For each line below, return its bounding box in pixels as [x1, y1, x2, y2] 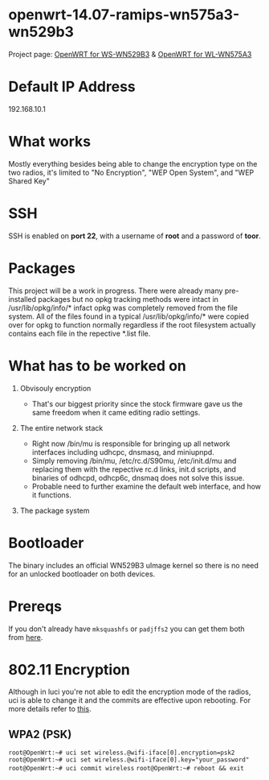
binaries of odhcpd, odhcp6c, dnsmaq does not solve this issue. [31, 473, 245, 482]
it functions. [31, 489, 72, 500]
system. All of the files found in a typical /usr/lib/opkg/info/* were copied [8, 312, 249, 321]
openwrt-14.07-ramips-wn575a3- [8, 6, 240, 24]
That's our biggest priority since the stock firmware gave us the [31, 398, 243, 408]
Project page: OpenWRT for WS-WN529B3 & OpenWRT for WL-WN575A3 [8, 49, 252, 59]
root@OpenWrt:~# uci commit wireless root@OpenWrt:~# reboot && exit [8, 765, 245, 773]
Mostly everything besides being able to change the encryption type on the [8, 159, 258, 168]
